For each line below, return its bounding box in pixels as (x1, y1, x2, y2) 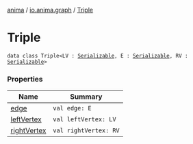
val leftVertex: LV (53, 116, 116, 123)
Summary (70, 92, 103, 101)
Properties (7, 74, 43, 84)
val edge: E (53, 104, 92, 112)
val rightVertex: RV (53, 127, 120, 134)
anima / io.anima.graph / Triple (7, 6, 94, 14)
